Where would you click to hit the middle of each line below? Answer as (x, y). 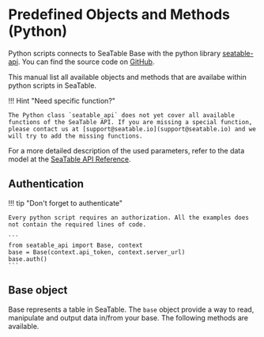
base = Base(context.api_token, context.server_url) (97, 252)
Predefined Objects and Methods (119, 15)
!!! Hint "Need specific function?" (62, 100)
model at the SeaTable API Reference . (70, 159)
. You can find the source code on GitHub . (86, 62)
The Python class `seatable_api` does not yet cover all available (122, 115)
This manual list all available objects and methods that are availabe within (127, 77)
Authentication (46, 184)
